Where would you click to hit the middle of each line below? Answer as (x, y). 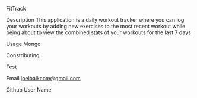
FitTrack (16, 9)
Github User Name (29, 90)
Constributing (23, 55)
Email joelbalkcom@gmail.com (44, 78)
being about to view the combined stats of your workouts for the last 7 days (99, 32)
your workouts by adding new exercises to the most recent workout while (96, 26)
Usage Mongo (23, 44)
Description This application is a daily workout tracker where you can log (95, 20)
